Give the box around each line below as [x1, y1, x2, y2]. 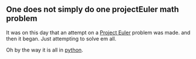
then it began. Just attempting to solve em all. [6, 35, 117, 42]
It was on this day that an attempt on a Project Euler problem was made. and [6, 29, 191, 36]
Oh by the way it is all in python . [6, 46, 83, 53]
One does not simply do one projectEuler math [6, 5, 179, 14]
